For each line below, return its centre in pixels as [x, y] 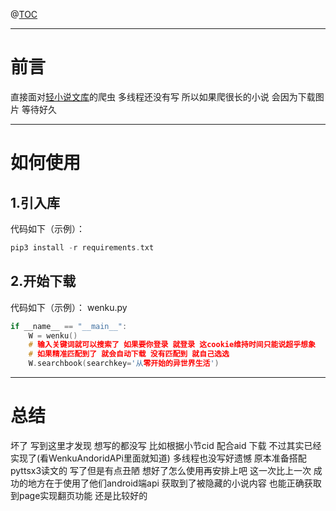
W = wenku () [53, 335]
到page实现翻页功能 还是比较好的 [79, 495]
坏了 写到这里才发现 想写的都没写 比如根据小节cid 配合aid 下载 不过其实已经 [166, 445]
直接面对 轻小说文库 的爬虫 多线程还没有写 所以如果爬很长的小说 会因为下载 [163, 96]
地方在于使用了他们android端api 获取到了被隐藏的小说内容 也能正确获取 [174, 483]
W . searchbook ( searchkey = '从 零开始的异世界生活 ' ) [124, 364]
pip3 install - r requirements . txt [82, 247]
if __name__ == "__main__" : [69, 326]
